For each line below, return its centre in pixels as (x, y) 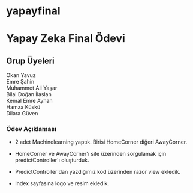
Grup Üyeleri (31, 60)
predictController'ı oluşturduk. (52, 160)
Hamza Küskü (23, 107)
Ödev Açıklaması (31, 129)
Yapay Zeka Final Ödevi (66, 39)
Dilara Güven (22, 114)
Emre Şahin (20, 82)
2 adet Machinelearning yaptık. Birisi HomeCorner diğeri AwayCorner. (101, 142)
